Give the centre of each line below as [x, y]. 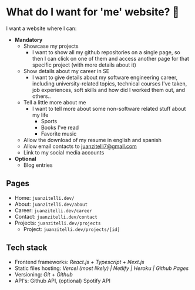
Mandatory [28, 39]
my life [40, 115]
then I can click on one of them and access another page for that [111, 58]
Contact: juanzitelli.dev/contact [56, 216]
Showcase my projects [51, 46]
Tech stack [27, 248]
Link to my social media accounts [64, 152]
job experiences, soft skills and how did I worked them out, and [109, 90]
